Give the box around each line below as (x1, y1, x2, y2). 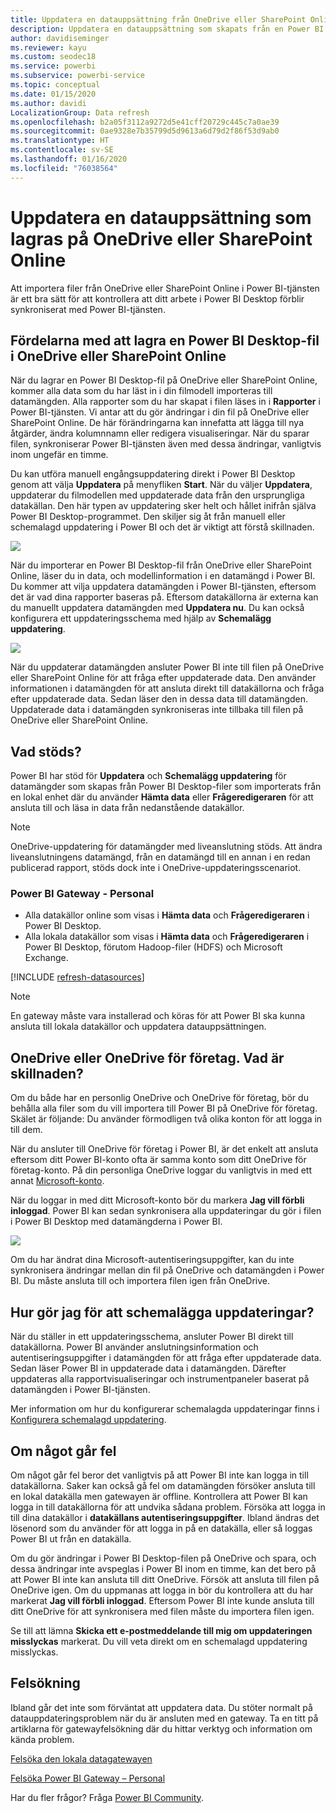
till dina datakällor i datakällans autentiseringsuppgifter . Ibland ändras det (10, 1511, 320, 1523)
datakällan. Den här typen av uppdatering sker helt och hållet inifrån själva (10, 500, 317, 512)
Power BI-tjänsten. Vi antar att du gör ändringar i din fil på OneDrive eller (10, 406, 310, 418)
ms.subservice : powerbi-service (10, 71, 145, 81)
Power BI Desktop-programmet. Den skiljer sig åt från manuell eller (10, 511, 286, 523)
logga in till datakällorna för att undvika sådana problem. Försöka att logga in (10, 1501, 326, 1513)
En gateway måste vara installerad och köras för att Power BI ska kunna (10, 1010, 306, 1022)
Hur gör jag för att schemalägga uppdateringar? (10, 1304, 315, 1321)
